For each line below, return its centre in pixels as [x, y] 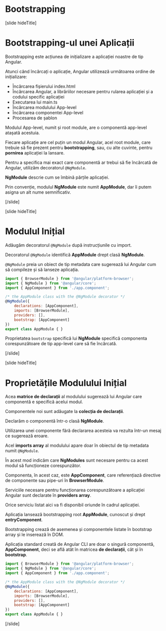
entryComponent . [24, 520]
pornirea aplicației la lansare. [35, 153]
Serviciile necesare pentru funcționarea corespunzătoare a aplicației [75, 490]
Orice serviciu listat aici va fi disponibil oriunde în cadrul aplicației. [73, 505]
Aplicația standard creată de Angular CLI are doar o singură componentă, [80, 544]
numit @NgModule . [22, 451]
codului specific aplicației [38, 97]
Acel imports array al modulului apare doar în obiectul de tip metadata [77, 446]
